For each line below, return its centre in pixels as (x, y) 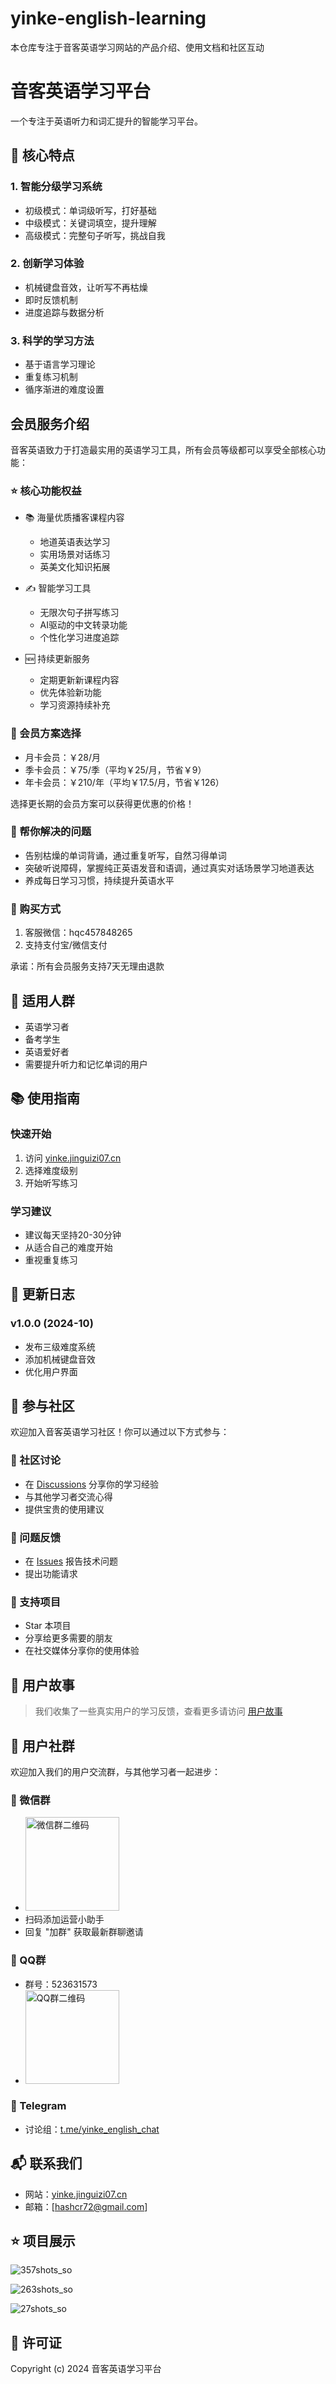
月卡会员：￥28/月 (63, 757)
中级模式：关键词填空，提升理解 (90, 223)
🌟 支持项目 (36, 1602)
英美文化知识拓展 (75, 567)
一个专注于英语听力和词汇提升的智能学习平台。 (106, 121)
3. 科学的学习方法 (52, 340)
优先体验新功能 (70, 693)
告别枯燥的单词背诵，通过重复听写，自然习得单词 (125, 855)
